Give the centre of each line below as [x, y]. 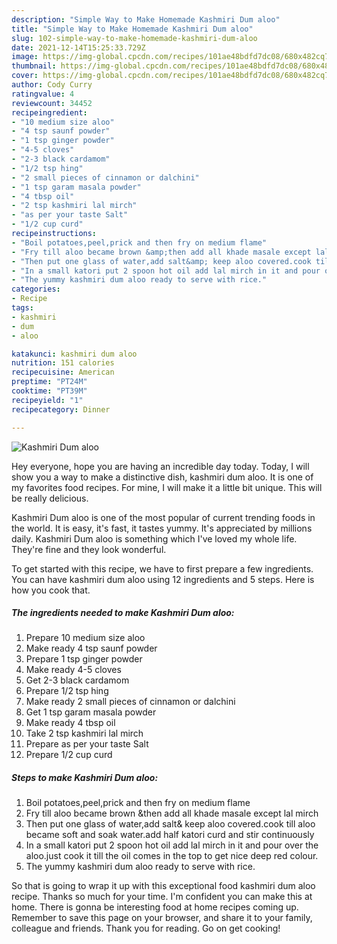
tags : [22, 308]
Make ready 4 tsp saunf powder [91, 648]
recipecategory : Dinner [61, 409]
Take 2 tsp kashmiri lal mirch [84, 733]
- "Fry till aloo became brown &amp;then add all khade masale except [161, 252]
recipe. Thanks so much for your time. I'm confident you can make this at [162, 897]
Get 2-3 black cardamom [77, 680]
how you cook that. [51, 590]
